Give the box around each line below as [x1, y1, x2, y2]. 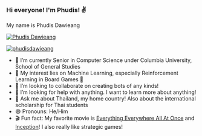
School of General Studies [15, 63, 80, 70]
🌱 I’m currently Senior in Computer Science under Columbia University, [15, 57, 192, 64]
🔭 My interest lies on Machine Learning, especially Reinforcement [15, 69, 178, 77]
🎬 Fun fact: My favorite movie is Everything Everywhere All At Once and [15, 114, 195, 122]
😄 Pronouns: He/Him [15, 108, 68, 115]
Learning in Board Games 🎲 [15, 76, 83, 83]
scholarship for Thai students [15, 102, 88, 109]
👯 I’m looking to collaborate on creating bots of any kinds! [15, 82, 159, 90]
